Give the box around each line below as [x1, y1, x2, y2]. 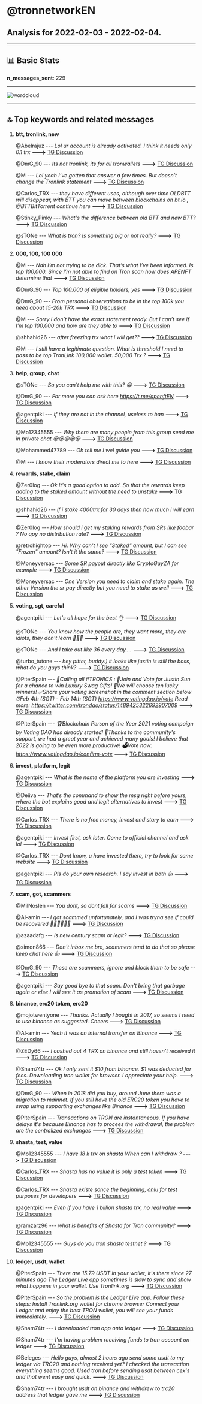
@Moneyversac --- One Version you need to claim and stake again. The [15, 578, 195, 585]
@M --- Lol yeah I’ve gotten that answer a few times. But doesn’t [15, 171, 177, 179]
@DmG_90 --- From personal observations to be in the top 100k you [15, 297, 185, 304]
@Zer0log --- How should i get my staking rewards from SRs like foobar [15, 524, 194, 531]
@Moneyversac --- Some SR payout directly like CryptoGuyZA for [15, 560, 179, 567]
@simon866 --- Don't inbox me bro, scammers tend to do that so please [15, 943, 195, 950]
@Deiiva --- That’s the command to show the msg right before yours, [15, 792, 188, 799]
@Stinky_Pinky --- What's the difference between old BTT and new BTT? [15, 214, 196, 221]
